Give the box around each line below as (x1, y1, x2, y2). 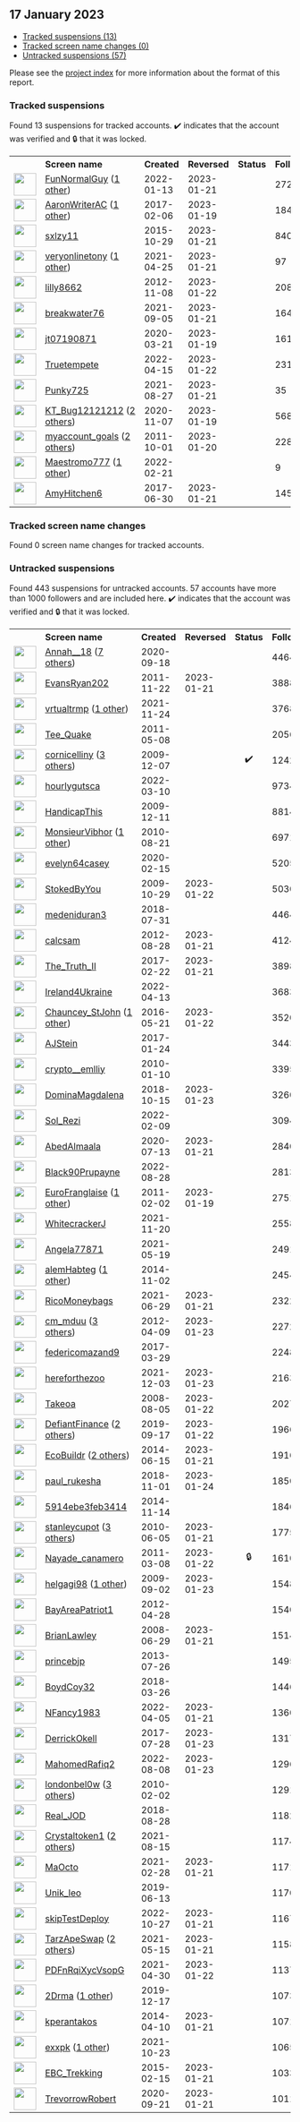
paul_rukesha (45, 1475, 102, 1487)
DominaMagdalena (45, 1088, 125, 1100)
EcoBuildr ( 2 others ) (45, 1449, 130, 1461)
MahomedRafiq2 (45, 1758, 115, 1770)
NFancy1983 (45, 1706, 101, 1718)
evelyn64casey (45, 857, 110, 869)
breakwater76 (45, 307, 105, 320)
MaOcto (45, 1861, 79, 1873)
